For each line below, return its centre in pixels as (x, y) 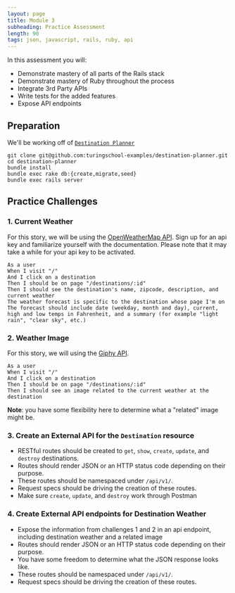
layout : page (26, 14)
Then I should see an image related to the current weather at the (108, 390)
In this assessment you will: (47, 60)
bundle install (30, 167)
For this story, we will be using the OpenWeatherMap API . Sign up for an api (117, 237)
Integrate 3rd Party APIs (52, 89)
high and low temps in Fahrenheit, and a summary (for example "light (113, 314)
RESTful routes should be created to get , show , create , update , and (113, 451)
